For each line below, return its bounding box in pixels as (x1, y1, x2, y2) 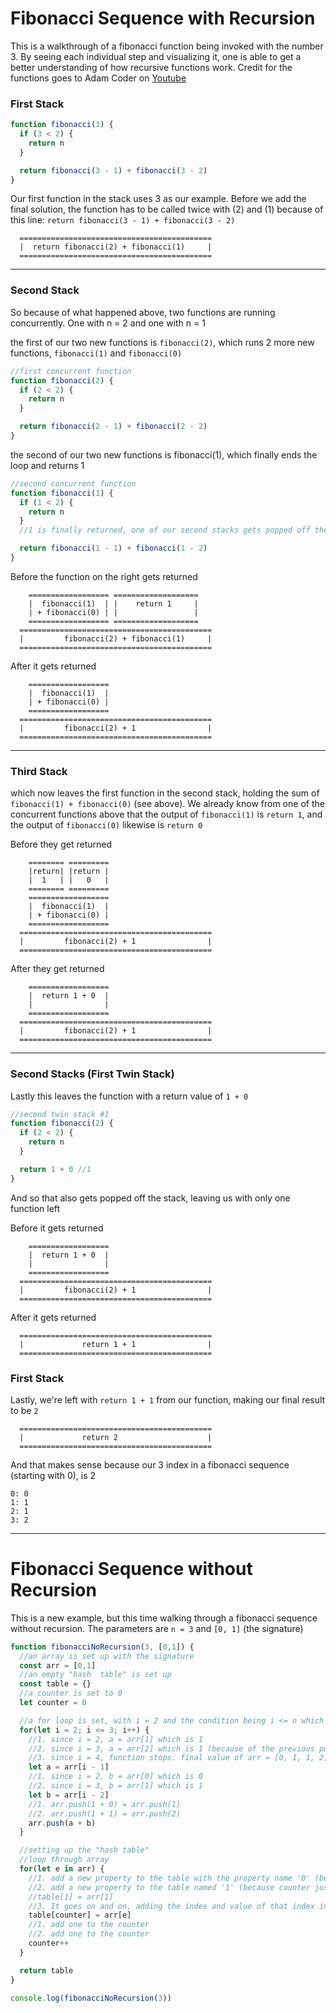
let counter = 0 (19, 1698, 87, 1708)
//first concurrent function (10, 366, 132, 376)
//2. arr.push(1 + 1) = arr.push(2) (28, 1808, 182, 1819)
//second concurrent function (10, 478, 137, 489)
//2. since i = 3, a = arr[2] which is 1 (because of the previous (28, 1743, 315, 1754)
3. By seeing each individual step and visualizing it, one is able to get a (10, 50, 302, 62)
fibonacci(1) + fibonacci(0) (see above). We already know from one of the (10, 798, 325, 810)
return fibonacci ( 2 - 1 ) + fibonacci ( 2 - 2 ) (19, 422, 208, 432)
